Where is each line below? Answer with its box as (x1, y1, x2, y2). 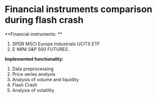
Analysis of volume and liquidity (12, 76, 79, 82)
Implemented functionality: (5, 56, 64, 62)
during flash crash (5, 14, 84, 26)
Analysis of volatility (12, 87, 54, 93)
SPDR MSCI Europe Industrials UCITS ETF (12, 40, 100, 46)
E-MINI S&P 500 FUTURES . (12, 46, 71, 52)
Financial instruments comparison (5, 4, 153, 15)
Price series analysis (12, 71, 55, 77)
